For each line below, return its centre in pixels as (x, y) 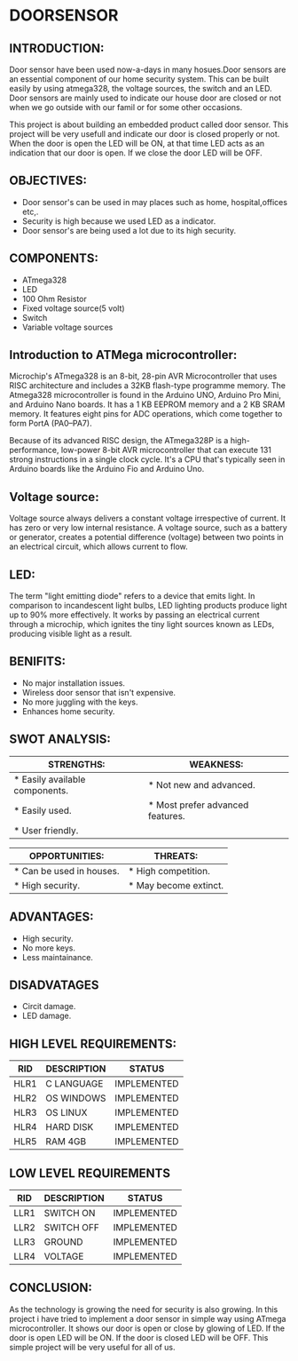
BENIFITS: (38, 661)
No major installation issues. (74, 683)
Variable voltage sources (67, 327)
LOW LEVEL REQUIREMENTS (90, 1173)
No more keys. (49, 948)
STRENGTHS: (77, 764)
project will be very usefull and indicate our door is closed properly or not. (145, 134)
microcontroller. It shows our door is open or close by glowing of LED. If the (147, 1328)
